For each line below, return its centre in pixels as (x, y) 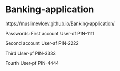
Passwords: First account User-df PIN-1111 (50, 33)
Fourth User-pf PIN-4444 (32, 63)
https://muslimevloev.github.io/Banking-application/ (60, 23)
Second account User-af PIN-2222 (42, 43)
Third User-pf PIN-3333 (31, 53)
